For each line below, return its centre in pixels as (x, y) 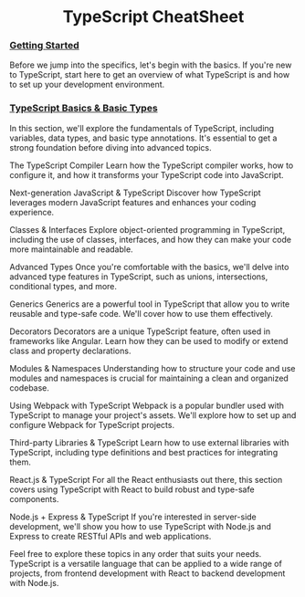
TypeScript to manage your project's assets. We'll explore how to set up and (153, 415)
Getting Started (44, 46)
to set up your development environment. (87, 85)
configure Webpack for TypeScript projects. (92, 424)
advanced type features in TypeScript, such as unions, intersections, (139, 277)
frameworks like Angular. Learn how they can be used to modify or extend (149, 340)
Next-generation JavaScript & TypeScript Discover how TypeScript (136, 193)
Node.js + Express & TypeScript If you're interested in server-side (133, 517)
